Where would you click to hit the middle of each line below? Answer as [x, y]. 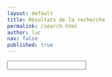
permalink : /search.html [42, 26]
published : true [30, 45]
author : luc [24, 32]
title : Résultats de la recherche [56, 20]
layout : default [30, 13]
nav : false [23, 39]
